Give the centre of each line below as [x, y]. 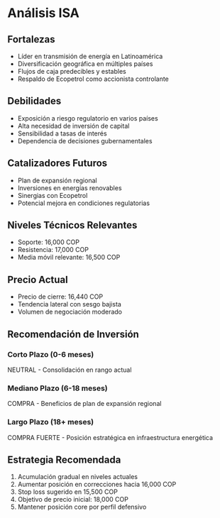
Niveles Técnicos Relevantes [72, 225]
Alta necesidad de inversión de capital [73, 126]
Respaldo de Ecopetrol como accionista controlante [93, 79]
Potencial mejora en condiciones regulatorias [84, 203]
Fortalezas [31, 39]
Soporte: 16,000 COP [49, 242]
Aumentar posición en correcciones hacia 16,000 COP [97, 485]
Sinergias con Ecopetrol [53, 195]
